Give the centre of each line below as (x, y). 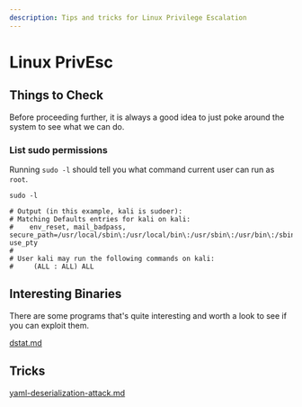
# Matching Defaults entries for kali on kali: (100, 219)
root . (19, 179)
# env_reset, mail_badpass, (68, 227)
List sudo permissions (58, 149)
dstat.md (26, 342)
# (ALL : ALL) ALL (52, 267)
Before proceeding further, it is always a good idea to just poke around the (147, 117)
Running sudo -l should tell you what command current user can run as (142, 169)
